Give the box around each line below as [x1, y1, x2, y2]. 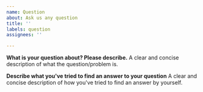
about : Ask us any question [6, 15, 78, 21]
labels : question [6, 26, 51, 33]
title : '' [6, 20, 32, 26]
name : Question [6, 9, 45, 15]
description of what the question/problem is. [6, 61, 118, 68]
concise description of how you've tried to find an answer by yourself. [6, 79, 183, 86]
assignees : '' [6, 32, 43, 38]
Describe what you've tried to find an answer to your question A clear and [6, 72, 197, 80]
